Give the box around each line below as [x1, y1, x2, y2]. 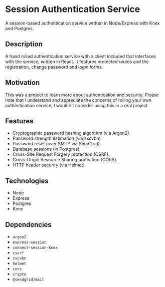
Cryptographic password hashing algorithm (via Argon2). [12, 130, 131, 136]
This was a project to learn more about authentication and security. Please [5, 92, 159, 98]
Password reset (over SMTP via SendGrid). [12, 141, 101, 147]
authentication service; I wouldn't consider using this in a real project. [5, 102, 149, 108]
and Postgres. [5, 25, 34, 31]
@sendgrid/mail [12, 277, 45, 282]
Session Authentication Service [5, 4, 140, 15]
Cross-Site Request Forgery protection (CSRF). [12, 151, 110, 157]
